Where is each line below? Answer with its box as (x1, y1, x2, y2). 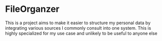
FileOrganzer (5, 3, 60, 15)
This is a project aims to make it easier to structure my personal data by (5, 20, 151, 26)
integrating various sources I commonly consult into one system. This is (5, 25, 152, 31)
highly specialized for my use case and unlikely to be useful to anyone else (5, 30, 158, 36)
